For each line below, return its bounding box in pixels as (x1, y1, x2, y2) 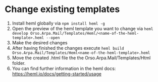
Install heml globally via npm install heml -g (12, 20, 106, 26)
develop (12, 31, 28, 36)
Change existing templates (5, 4, 120, 15)
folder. (12, 60, 26, 66)
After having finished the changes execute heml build (12, 45, 124, 51)
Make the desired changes (12, 39, 68, 46)
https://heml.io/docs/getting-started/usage (12, 70, 102, 76)
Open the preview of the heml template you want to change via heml (12, 25, 153, 31)
